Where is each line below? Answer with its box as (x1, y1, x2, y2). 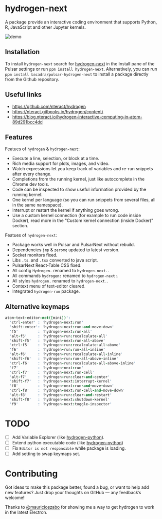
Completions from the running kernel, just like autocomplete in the (12, 176, 145, 182)
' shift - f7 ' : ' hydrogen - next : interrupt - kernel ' (9, 379, 112, 384)
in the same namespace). (12, 202, 63, 208)
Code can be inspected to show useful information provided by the (12, 186, 146, 193)
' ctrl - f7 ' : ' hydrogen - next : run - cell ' (9, 370, 95, 375)
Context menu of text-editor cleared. (12, 283, 86, 289)
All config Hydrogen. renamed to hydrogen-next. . (12, 268, 109, 274)
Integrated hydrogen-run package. (12, 288, 80, 294)
